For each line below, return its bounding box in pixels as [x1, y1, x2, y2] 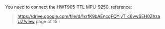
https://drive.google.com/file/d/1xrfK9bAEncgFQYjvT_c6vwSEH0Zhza [17, 14, 161, 19]
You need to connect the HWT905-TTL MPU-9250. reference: [5, 4, 133, 10]
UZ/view [17, 19, 35, 24]
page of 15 [35, 19, 58, 24]
